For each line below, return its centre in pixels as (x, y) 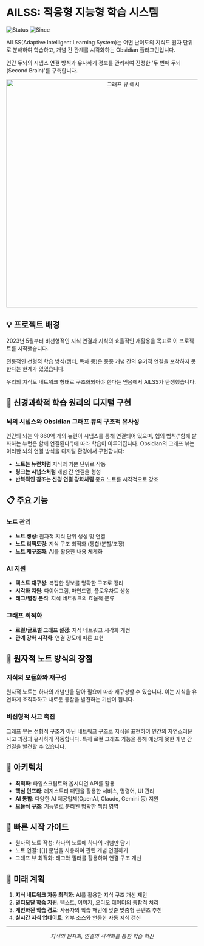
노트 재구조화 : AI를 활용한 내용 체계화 (59, 552)
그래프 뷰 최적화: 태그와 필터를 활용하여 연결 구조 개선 (78, 858)
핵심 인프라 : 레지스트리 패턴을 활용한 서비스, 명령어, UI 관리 (85, 791)
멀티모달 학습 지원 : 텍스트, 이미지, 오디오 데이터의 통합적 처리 (87, 903)
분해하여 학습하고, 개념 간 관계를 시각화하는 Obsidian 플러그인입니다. (94, 50)
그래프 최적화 (24, 616)
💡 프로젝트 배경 (33, 325)
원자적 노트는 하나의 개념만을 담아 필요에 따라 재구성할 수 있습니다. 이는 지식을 (99, 692)
